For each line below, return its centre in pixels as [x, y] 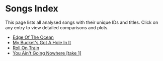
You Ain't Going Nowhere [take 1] [47, 53]
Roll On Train [26, 48]
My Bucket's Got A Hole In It [42, 42]
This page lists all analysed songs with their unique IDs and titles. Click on [82, 22]
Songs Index [32, 9]
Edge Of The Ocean [33, 37]
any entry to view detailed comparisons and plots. [57, 27]
